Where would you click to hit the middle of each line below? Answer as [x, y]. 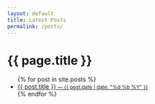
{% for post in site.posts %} [57, 79]
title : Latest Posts [37, 20]
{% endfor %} [37, 94]
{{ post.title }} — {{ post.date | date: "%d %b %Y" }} [82, 87]
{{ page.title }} [50, 60]
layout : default [30, 13]
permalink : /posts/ [35, 26]
